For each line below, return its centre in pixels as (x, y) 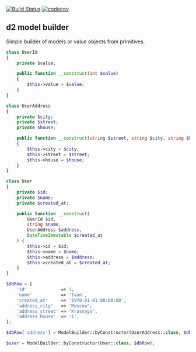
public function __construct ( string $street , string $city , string (100, 138)
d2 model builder (37, 27)
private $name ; (35, 198)
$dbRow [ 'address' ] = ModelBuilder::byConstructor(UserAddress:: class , (94, 333)
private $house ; (36, 128)
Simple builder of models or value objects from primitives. (76, 42)
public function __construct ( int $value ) (67, 74)
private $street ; (38, 122)
